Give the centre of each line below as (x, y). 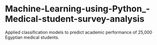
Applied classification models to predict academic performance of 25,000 (79, 32)
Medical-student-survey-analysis (75, 19)
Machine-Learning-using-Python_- (78, 9)
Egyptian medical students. (32, 37)
